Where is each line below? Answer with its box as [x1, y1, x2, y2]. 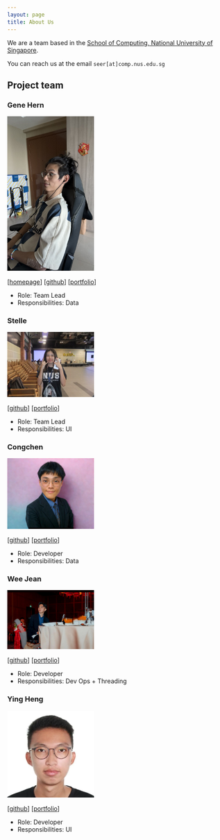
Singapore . [7, 46, 39, 54]
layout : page [7, 11, 45, 18]
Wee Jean [7, 573, 42, 583]
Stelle [7, 316, 27, 326]
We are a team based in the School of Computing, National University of [7, 38, 213, 47]
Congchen [7, 442, 44, 451]
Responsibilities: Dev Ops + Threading [17, 677, 127, 685]
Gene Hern [7, 100, 44, 110]
